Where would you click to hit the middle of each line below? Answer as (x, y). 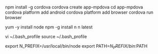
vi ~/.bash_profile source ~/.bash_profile (46, 37)
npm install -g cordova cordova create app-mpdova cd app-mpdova (74, 7)
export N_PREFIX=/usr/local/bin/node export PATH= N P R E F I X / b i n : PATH (76, 47)
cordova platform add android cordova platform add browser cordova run (79, 12)
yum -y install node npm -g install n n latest (49, 27)
